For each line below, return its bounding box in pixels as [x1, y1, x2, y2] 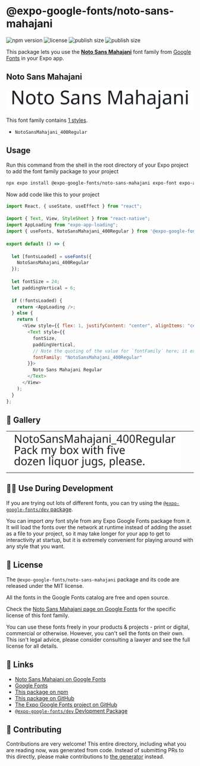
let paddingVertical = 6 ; [11, 285, 76, 291]
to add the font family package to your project [6, 167, 119, 174]
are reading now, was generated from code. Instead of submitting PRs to [6, 747, 185, 754]
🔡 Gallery [6, 415, 41, 425]
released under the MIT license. [6, 582, 85, 589]
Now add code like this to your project [6, 191, 100, 198]
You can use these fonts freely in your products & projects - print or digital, [6, 623, 190, 630]
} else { [11, 310, 33, 316]
